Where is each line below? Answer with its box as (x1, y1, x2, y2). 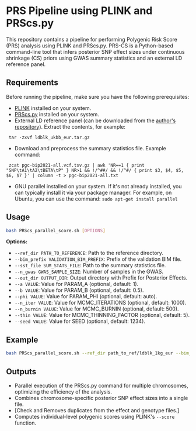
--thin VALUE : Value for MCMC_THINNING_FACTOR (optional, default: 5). (14, 312, 190, 319)
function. (14, 419, 37, 426)
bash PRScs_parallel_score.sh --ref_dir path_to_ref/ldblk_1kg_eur (6, 350, 174, 356)
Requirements (6, 78, 58, 88)
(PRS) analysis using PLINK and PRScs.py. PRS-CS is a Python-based (6, 42, 174, 49)
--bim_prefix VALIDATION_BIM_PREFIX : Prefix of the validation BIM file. (14, 256, 182, 263)
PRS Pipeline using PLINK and (6, 4, 153, 18)
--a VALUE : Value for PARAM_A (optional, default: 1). (14, 281, 139, 288)
